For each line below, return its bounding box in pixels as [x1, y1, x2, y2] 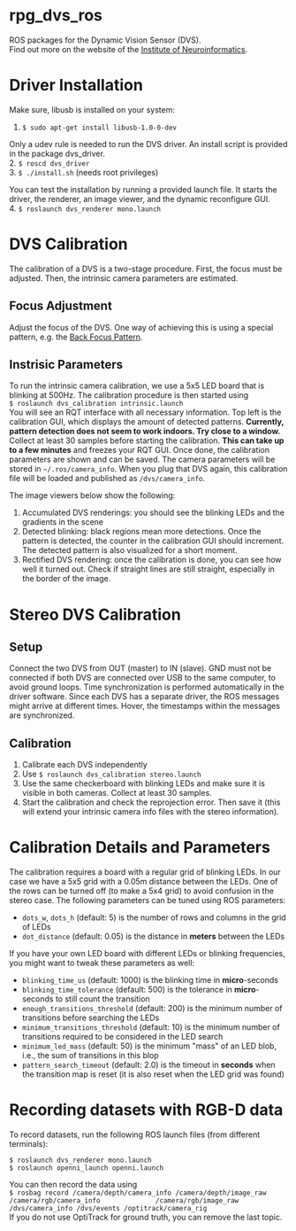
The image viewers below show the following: [9, 490, 176, 501]
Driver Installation [9, 75, 143, 96]
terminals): [9, 1139, 49, 1149]
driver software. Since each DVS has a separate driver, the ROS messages [9, 691, 280, 702]
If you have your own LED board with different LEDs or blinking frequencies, [9, 948, 285, 959]
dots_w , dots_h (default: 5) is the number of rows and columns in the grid [21, 912, 286, 923]
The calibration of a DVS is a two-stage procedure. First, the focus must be [9, 263, 283, 274]
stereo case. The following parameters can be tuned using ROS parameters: [9, 895, 286, 906]
